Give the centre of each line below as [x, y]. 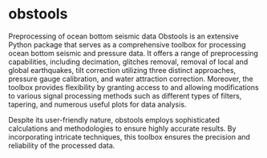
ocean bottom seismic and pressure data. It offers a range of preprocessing [133, 53]
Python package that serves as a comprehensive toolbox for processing [127, 44]
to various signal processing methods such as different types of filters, [125, 95]
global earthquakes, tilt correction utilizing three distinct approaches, [122, 70]
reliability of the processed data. [62, 145]
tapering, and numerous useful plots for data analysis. [97, 104]
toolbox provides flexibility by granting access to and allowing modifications [133, 87]
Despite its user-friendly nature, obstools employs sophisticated [114, 120]
